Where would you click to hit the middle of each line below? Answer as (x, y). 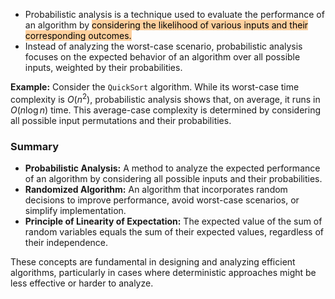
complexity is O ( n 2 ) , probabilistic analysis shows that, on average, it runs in (165, 98)
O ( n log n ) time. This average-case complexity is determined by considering (166, 110)
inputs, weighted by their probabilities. (103, 67)
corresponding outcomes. (78, 35)
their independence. (66, 242)
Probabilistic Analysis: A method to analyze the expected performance (172, 168)
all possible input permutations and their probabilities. (121, 120)
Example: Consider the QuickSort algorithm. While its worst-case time (155, 87)
